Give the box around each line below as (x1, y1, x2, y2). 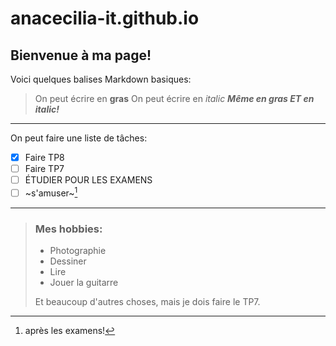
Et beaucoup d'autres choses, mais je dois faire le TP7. (34, 296, 261, 308)
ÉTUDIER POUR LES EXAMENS (24, 174, 153, 186)
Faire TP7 (24, 163, 65, 175)
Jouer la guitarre (49, 277, 119, 289)
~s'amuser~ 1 (24, 185, 78, 199)
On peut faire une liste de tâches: (10, 132, 148, 144)
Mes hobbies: (34, 222, 103, 236)
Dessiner (49, 255, 87, 267)
